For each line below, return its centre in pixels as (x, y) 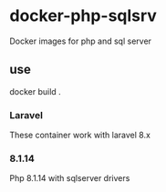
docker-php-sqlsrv (83, 16)
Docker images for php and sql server (81, 41)
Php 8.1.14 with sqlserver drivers (70, 178)
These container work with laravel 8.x (80, 135)
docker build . (35, 91)
